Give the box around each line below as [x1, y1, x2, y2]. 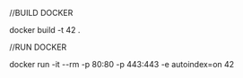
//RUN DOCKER [9, 42, 67, 52]
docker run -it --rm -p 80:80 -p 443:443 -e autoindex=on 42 [9, 59, 235, 69]
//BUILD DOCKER [9, 8, 74, 18]
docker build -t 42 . [9, 25, 81, 35]
